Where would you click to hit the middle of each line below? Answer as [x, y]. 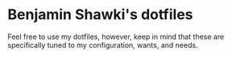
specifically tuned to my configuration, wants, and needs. [103, 44]
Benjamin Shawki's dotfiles [101, 15]
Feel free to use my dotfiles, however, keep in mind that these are [116, 37]
